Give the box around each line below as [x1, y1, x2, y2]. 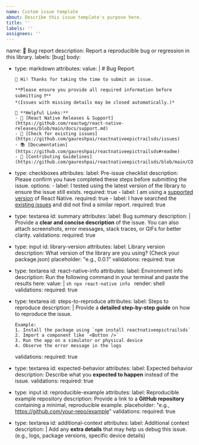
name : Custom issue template [6, 8, 78, 15]
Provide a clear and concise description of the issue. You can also [14, 219, 179, 226]
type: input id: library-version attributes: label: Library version [14, 243, 165, 250]
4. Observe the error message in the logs [14, 343, 122, 349]
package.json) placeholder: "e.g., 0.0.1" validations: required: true [14, 256, 175, 263]
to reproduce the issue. [14, 311, 72, 318]
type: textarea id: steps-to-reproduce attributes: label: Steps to [14, 298, 169, 305]
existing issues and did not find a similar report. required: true [14, 201, 166, 208]
